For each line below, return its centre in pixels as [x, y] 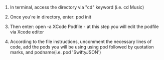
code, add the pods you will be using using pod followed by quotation [82, 47]
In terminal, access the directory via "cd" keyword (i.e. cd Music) [77, 7]
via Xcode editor [27, 32]
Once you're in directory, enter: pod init [51, 17]
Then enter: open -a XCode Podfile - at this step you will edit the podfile [84, 26]
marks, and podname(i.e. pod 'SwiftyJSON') [55, 52]
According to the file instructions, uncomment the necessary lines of [81, 41]
